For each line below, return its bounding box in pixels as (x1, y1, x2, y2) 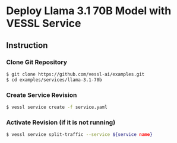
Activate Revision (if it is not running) (6, 118, 116, 126)
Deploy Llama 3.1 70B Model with (6, 4, 172, 18)
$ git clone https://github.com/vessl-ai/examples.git (6, 71, 145, 77)
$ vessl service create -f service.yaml (6, 104, 108, 110)
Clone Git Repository (6, 58, 67, 66)
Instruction (6, 40, 48, 50)
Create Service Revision (6, 90, 77, 99)
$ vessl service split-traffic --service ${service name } (6, 132, 153, 138)
